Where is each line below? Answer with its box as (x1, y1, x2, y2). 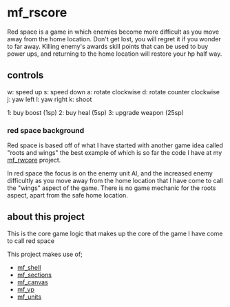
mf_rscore (7, 5, 67, 21)
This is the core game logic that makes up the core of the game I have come (7, 229, 223, 237)
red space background (7, 125, 85, 135)
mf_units (17, 293, 42, 301)
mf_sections (17, 271, 52, 279)
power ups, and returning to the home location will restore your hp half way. (7, 50, 222, 58)
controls (7, 70, 44, 81)
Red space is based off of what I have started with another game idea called (7, 141, 224, 149)
